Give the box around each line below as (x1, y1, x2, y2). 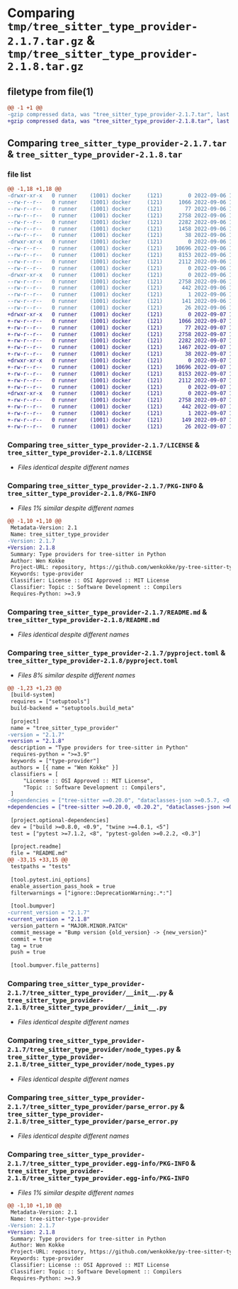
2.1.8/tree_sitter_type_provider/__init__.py (7, 1003, 168, 1012)
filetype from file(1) (7, 85, 94, 97)
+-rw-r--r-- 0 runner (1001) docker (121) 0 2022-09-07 (7, 383, 227, 391)
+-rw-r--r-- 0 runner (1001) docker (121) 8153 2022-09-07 (7, 370, 227, 377)
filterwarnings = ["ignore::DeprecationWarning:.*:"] (10, 889, 173, 897)
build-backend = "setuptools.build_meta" (10, 704, 135, 712)
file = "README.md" (10, 850, 69, 857)
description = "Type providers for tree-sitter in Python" (10, 744, 189, 751)
